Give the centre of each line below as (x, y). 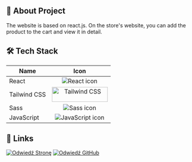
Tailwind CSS (28, 94)
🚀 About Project (36, 11)
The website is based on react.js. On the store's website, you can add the (96, 25)
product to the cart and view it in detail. (54, 32)
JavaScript (24, 117)
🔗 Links (20, 138)
